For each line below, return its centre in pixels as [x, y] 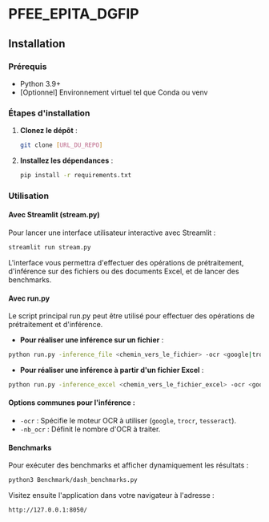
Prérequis [28, 67]
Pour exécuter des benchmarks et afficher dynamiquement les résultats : [128, 465]
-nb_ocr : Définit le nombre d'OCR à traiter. [90, 429]
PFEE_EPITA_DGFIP [74, 14]
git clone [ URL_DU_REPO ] [61, 145]
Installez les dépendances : [66, 160]
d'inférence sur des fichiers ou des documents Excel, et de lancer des [124, 271]
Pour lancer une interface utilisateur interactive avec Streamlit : [112, 233]
